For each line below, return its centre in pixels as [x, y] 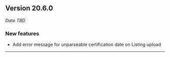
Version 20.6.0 [29, 8]
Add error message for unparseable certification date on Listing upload [87, 44]
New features [22, 33]
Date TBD [15, 20]
